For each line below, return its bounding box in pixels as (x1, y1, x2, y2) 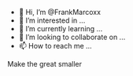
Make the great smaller (7, 60, 82, 68)
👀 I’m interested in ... (18, 16, 86, 25)
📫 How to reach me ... (18, 42, 92, 50)
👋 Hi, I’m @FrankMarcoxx (18, 8, 102, 16)
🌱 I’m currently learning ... (18, 24, 103, 33)
